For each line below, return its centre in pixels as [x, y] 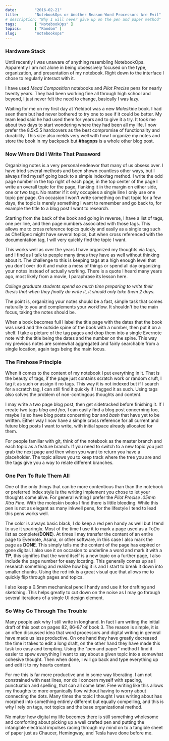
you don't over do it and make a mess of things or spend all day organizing [83, 265]
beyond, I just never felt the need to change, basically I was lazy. [72, 99]
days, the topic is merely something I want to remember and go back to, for [83, 203]
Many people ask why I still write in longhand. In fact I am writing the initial [82, 622]
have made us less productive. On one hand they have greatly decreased [81, 638]
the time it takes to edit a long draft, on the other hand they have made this [83, 643]
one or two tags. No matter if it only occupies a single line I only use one [80, 192]
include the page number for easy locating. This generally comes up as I [80, 561]
